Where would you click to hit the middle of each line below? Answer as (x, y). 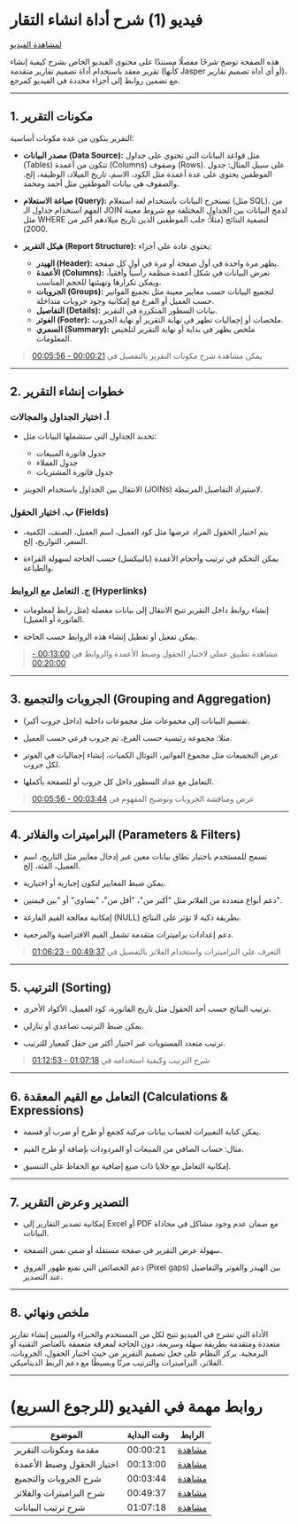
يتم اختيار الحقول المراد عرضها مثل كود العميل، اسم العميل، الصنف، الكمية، (145, 532)
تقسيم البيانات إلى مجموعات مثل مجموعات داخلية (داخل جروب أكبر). (136, 720)
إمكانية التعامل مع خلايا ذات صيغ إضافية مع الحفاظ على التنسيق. (127, 1166)
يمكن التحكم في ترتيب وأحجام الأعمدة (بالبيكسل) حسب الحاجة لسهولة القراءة (151, 558)
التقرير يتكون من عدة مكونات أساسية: (73, 137)
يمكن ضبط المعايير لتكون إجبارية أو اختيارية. (94, 883)
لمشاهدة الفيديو (36, 44)
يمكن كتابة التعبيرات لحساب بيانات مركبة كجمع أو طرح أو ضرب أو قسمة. (142, 1132)
